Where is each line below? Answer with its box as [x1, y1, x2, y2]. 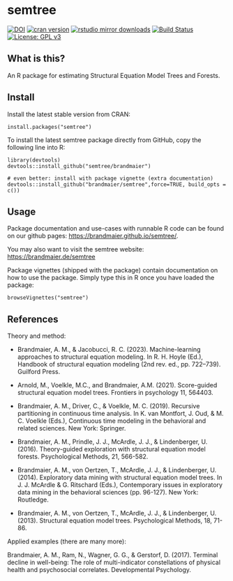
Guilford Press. [17, 368, 61, 376]
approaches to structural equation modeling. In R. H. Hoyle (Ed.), [17, 353, 204, 361]
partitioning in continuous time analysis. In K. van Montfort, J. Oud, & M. [17, 410, 224, 418]
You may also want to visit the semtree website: [7, 245, 144, 254]
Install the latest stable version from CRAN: [7, 110, 131, 118]
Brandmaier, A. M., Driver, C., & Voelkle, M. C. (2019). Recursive [17, 402, 200, 410]
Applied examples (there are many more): [7, 537, 127, 545]
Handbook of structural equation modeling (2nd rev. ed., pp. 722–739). [17, 360, 221, 369]
